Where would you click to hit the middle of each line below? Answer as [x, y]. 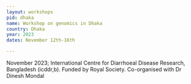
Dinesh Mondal [25, 76]
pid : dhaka [20, 18]
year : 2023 [20, 35]
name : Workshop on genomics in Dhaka [54, 23]
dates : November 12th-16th [41, 40]
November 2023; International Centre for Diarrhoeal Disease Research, [96, 63]
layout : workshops [30, 12]
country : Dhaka [26, 29]
